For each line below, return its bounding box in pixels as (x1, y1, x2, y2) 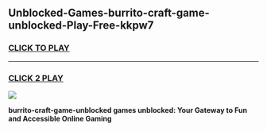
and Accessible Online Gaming (8, 114, 112, 123)
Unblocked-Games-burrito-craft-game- (8, 6, 211, 20)
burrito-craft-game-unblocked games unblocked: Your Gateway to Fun (8, 105, 248, 114)
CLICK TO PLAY (8, 43, 70, 54)
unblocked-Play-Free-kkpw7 (8, 19, 154, 33)
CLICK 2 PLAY (8, 72, 64, 83)
